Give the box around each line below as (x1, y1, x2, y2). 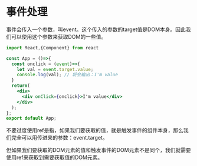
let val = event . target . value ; (17, 66, 94, 72)
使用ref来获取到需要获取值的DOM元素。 (6, 154, 103, 161)
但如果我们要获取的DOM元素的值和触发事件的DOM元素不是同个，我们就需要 (6, 147, 191, 154)
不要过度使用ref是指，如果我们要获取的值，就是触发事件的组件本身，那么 (6, 127, 184, 134)
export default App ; (6, 116, 57, 121)
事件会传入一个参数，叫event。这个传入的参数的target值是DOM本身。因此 (6, 26, 186, 33)
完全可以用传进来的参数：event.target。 (11, 134, 108, 141)
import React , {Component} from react (6, 45, 99, 50)
